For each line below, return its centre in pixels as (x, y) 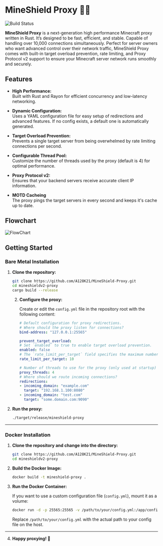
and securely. (19, 64)
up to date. (23, 205)
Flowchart (21, 221)
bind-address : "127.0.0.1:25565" (53, 332)
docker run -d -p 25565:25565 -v (46, 510)
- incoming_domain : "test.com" (51, 395)
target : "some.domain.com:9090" (56, 399)
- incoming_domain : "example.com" (54, 386)
